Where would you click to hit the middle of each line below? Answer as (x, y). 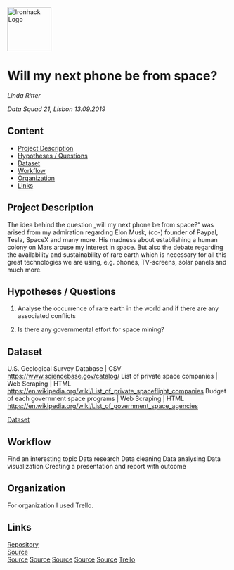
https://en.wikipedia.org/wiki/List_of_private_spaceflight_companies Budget (117, 391)
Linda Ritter (24, 95)
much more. (25, 270)
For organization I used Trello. (50, 505)
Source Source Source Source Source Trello (71, 559)
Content (26, 131)
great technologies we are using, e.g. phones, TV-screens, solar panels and (117, 262)
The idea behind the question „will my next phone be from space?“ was (111, 224)
